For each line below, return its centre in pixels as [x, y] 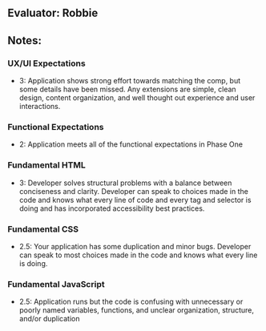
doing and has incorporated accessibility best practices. [112, 208]
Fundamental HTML [46, 165]
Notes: [24, 40]
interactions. [40, 107]
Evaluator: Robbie [53, 13]
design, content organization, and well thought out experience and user [137, 98]
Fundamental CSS [43, 229]
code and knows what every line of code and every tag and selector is [135, 200]
